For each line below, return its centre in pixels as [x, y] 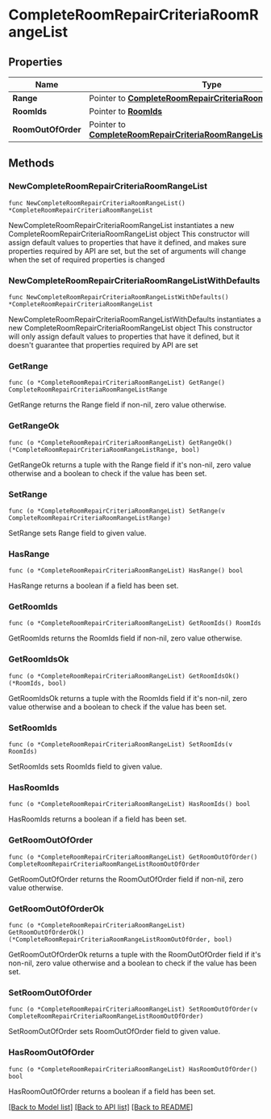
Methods [31, 163]
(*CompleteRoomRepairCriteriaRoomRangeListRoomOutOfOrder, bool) [120, 940]
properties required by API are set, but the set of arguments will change [127, 251]
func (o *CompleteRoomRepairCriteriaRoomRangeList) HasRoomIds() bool [129, 804]
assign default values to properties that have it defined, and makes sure [127, 242]
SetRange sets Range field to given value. [77, 533]
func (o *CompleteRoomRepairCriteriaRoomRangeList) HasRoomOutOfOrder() [133, 1069]
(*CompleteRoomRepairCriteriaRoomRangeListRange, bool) [104, 450]
